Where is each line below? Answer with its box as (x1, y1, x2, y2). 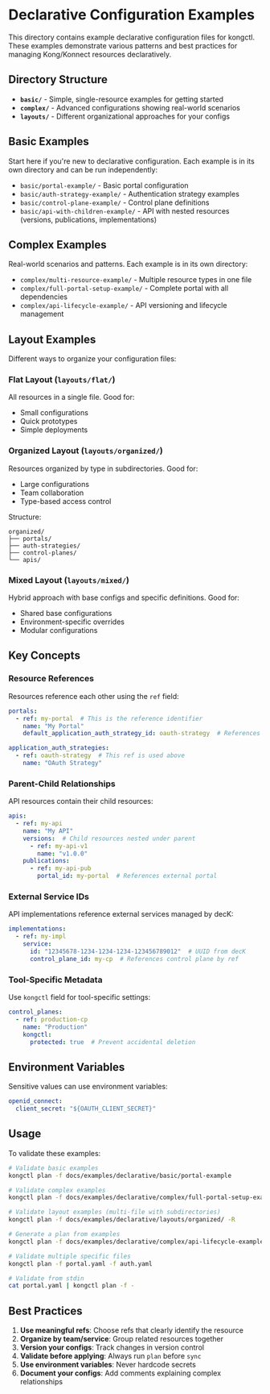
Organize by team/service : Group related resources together (19, 1334, 223, 1344)
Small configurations (19, 408, 88, 418)
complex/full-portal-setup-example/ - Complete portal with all (19, 284, 229, 293)
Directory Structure (8, 73, 108, 86)
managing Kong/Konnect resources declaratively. (8, 49, 172, 59)
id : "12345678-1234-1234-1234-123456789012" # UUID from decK (29, 947, 247, 955)
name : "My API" (22, 826, 74, 835)
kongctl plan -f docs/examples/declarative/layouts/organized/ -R (8, 1216, 235, 1224)
